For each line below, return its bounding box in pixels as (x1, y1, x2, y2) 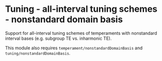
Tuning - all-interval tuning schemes (5, 3, 158, 15)
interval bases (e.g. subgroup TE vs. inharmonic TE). (5, 35, 112, 41)
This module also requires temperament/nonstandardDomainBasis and (5, 45, 143, 51)
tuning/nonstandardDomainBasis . (5, 50, 70, 56)
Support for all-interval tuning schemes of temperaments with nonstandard (5, 30, 158, 36)
